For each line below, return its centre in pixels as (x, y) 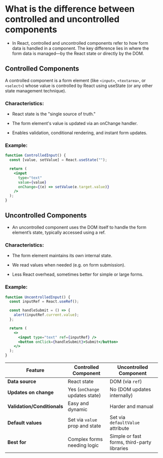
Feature (35, 370)
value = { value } (32, 182)
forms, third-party (130, 442)
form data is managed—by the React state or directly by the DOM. (78, 53)
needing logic (83, 445)
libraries (119, 448)
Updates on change (31, 392)
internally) (121, 396)
